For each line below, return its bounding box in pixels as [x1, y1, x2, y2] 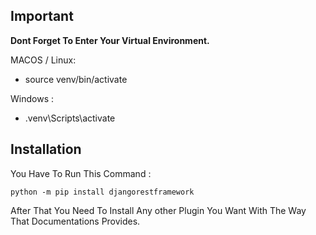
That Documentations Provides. [10, 215, 141, 227]
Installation [10, 141, 82, 158]
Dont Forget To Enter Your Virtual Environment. [10, 34, 210, 46]
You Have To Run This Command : [10, 167, 152, 179]
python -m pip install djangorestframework [10, 187, 195, 197]
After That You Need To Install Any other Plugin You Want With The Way [10, 204, 307, 216]
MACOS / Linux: [10, 54, 77, 66]
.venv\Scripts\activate [24, 112, 116, 124]
